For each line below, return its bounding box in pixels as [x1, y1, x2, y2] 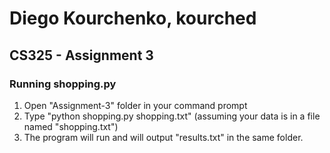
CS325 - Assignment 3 [9, 47, 154, 64]
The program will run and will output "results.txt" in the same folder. [23, 131, 304, 143]
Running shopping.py [9, 77, 117, 91]
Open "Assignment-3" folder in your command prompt [23, 99, 248, 111]
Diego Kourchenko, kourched [9, 7, 257, 30]
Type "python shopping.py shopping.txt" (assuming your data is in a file [23, 110, 321, 122]
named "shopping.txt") [23, 120, 119, 132]
